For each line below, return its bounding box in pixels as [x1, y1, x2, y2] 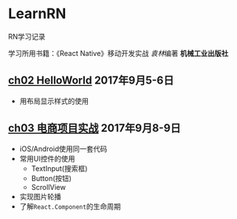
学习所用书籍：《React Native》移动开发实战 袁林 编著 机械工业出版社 [8, 48, 229, 58]
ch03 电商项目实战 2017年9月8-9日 [8, 121, 181, 135]
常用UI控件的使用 [19, 154, 75, 163]
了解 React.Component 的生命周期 [19, 202, 122, 211]
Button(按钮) [31, 173, 72, 183]
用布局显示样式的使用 [19, 96, 89, 106]
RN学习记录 [8, 32, 46, 41]
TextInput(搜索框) [31, 163, 88, 173]
